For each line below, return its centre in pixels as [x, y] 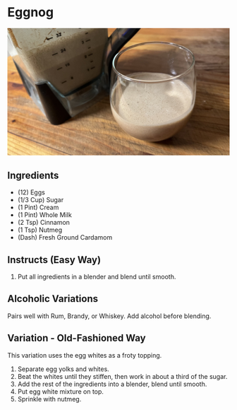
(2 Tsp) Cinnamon [44, 223]
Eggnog [31, 12]
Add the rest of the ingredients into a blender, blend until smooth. [112, 384]
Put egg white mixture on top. [61, 391]
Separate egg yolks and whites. [63, 369]
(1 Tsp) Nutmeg [39, 230]
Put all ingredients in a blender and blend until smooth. [97, 276]
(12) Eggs [31, 192]
